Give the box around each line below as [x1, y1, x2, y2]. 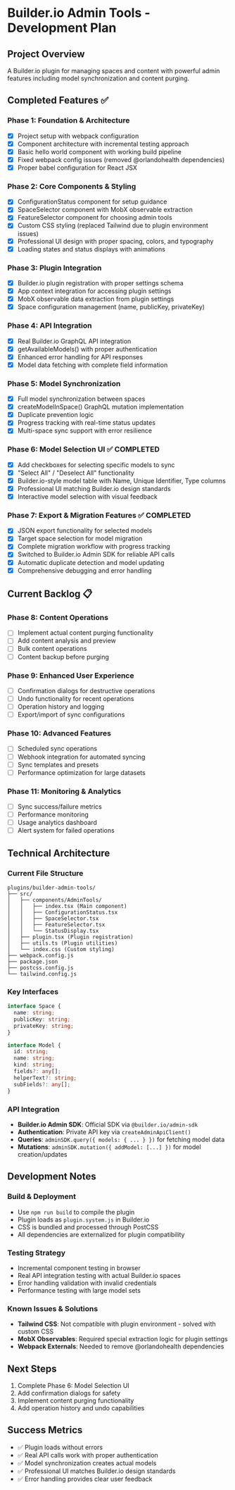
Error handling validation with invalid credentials [17, 1279, 157, 1287]
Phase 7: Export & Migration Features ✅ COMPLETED [7, 510, 191, 520]
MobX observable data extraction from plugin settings [17, 294, 174, 304]
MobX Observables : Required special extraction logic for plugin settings [17, 1335, 228, 1343]
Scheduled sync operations [17, 745, 97, 753]
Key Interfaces [7, 986, 58, 996]
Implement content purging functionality [17, 1396, 134, 1405]
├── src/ [7, 890, 33, 898]
